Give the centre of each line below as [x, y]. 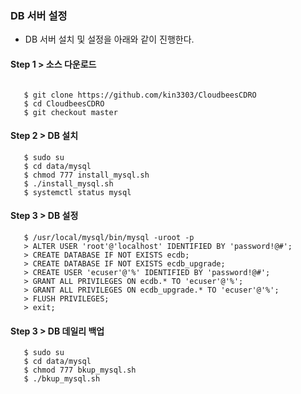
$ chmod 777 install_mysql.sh [86, 175]
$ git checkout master [70, 112]
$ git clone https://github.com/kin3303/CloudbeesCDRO [140, 95]
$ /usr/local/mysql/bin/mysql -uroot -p [109, 237]
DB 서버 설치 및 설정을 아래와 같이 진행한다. [109, 39]
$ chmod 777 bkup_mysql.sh [80, 370]
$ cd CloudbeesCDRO [64, 103]
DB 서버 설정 [39, 15]
